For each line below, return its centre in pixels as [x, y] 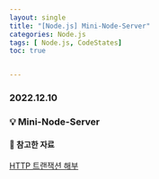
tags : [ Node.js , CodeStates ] [66, 43]
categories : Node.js [48, 34]
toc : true [28, 51]
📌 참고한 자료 [32, 144]
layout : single [38, 17]
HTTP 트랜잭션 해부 [44, 166]
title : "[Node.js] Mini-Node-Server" [80, 26]
